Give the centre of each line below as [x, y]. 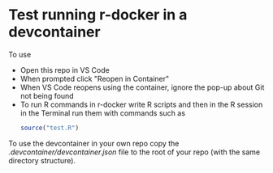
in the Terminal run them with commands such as [102, 113]
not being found [47, 95]
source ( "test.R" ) [50, 128]
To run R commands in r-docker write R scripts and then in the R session [141, 104]
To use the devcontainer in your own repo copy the [94, 143]
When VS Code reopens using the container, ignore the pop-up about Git [142, 87]
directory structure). [42, 160]
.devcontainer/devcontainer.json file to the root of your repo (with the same [134, 152]
